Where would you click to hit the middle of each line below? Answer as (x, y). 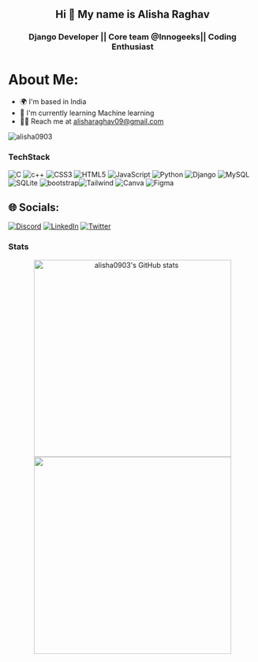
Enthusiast (133, 46)
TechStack (29, 157)
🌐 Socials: (34, 207)
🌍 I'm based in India (53, 102)
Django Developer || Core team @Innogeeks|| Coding (133, 37)
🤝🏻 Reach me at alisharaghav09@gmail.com (92, 121)
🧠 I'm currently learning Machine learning (87, 113)
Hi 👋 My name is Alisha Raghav (133, 15)
